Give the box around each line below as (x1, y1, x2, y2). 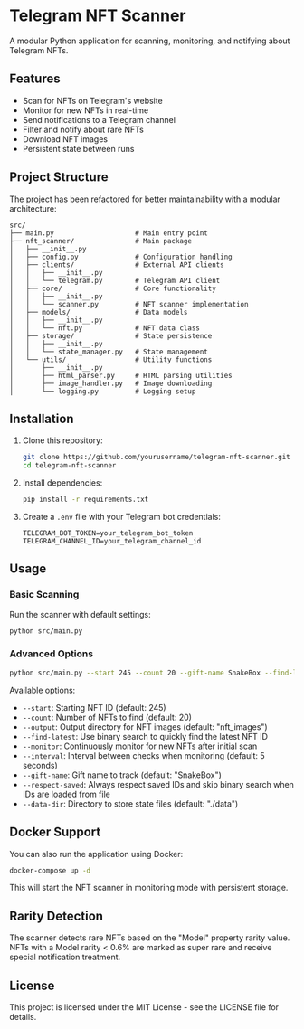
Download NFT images (22, 133, 109, 145)
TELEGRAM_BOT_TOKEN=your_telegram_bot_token (22, 529, 194, 538)
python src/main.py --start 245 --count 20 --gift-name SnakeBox (9, 668, 261, 677)
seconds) (22, 760, 59, 770)
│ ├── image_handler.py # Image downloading (9, 379, 213, 388)
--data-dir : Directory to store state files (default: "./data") (22, 798, 239, 809)
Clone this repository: (22, 435, 103, 446)
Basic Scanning (9, 589, 80, 601)
